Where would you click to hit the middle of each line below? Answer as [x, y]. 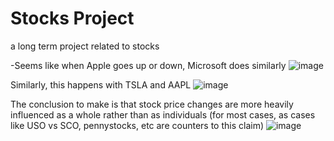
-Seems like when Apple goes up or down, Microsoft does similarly [148, 65]
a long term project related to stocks [85, 46]
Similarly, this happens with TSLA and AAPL [101, 84]
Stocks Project [72, 18]
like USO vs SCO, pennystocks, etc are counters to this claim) [137, 125]
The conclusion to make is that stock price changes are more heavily [152, 104]
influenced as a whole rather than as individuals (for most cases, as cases [163, 114]
